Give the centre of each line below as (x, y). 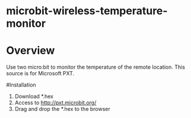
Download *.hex (34, 97)
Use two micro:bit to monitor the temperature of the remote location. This (96, 67)
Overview (31, 51)
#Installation (21, 85)
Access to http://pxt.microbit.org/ (55, 103)
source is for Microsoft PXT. (40, 74)
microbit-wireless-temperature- (87, 11)
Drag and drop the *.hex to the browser (63, 109)
